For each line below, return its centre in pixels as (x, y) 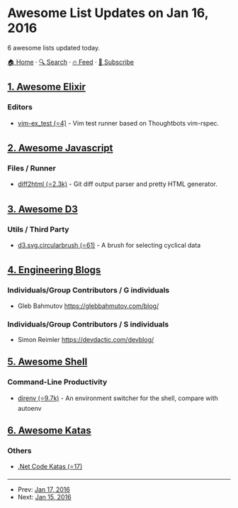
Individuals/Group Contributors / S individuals (88, 324)
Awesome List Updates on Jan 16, (108, 13)
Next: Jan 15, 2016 (45, 497)
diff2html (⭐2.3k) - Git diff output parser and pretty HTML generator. (117, 184)
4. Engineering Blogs (54, 270)
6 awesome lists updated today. (54, 48)
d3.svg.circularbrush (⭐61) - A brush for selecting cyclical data (109, 245)
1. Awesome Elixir (47, 87)
